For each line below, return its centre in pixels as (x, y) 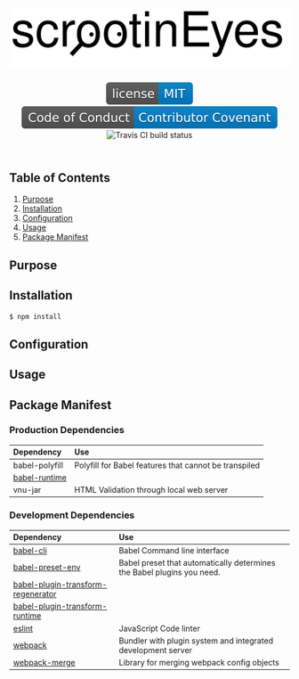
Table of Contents (60, 178)
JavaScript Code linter (159, 628)
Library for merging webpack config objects (199, 663)
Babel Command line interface (174, 550)
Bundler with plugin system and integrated (196, 641)
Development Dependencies (72, 515)
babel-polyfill (38, 465)
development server (156, 650)
